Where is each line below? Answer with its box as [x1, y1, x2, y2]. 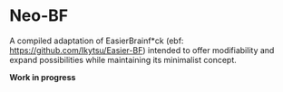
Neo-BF [9, 5, 69, 26]
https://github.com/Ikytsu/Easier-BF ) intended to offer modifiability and [9, 44, 275, 55]
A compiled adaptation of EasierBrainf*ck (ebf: [9, 35, 184, 46]
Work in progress [9, 71, 76, 82]
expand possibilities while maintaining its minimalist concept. [9, 54, 238, 65]
